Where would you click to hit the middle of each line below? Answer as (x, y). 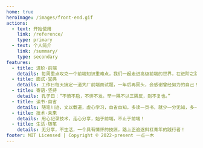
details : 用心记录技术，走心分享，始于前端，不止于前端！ (81, 118)
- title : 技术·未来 (34, 113)
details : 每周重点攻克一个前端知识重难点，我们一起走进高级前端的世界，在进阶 (104, 74)
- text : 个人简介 (32, 46)
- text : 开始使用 (32, 29)
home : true (20, 12)
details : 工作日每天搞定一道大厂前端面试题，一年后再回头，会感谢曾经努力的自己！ (108, 85)
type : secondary (38, 57)
